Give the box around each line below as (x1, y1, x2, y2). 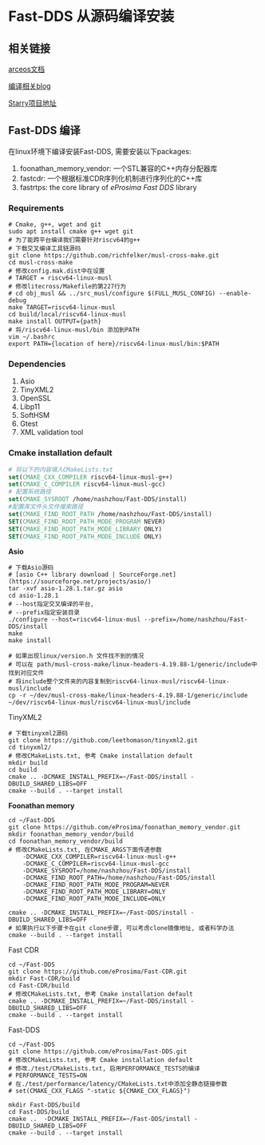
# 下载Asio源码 (8, 564, 54, 572)
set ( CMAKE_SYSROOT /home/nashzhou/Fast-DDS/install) (8, 495, 188, 503)
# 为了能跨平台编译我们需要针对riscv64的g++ (8, 237, 141, 245)
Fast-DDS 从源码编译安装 (8, 7, 175, 26)
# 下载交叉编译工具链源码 (8, 245, 81, 252)
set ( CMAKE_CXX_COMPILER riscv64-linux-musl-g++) (8, 473, 173, 481)
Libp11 (19, 402, 41, 411)
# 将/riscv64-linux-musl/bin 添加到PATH (8, 326, 140, 334)
